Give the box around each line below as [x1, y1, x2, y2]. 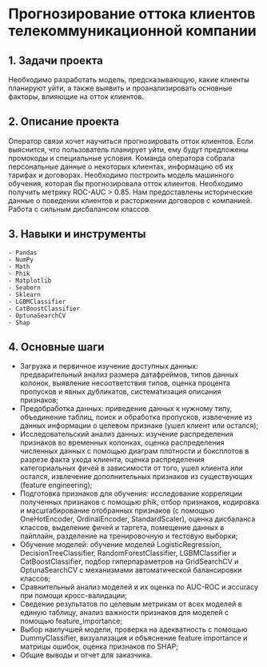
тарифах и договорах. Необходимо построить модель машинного [8, 170, 234, 180]
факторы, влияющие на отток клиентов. [8, 92, 144, 101]
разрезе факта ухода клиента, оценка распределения [19, 455, 205, 465]
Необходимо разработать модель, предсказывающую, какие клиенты [8, 75, 249, 84]
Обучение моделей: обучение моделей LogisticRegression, [19, 540, 222, 549]
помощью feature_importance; [19, 617, 122, 626]
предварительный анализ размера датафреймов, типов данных [19, 369, 239, 380]
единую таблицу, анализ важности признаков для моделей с [19, 608, 229, 617]
